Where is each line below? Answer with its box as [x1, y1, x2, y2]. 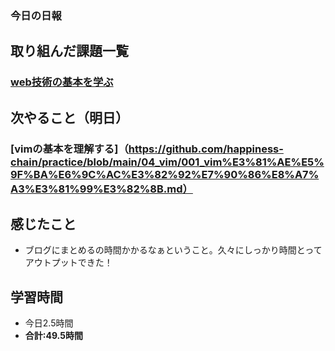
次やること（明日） [10, 109, 129, 126]
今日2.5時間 [24, 317, 74, 329]
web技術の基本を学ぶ [10, 75, 114, 89]
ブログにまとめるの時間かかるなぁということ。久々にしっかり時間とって [24, 244, 323, 256]
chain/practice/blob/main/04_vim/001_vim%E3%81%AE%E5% [10, 155, 325, 169]
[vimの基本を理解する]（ [10, 142, 129, 156]
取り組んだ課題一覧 [10, 43, 129, 60]
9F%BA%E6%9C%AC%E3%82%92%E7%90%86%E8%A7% [10, 167, 320, 181]
